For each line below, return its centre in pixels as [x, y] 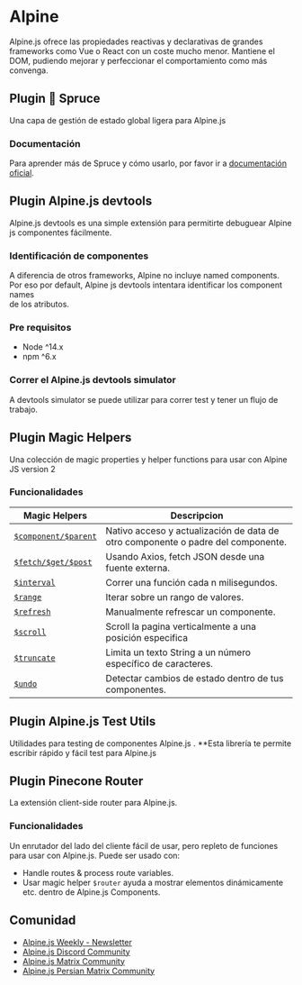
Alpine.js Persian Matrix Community [89, 971]
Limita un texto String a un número [178, 652]
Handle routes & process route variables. [98, 872]
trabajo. [24, 409]
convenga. [29, 70]
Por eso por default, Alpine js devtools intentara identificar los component [146, 285]
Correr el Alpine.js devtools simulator [93, 380]
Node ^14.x [43, 347]
